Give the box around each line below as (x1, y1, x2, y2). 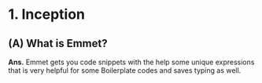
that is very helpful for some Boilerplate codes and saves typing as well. (8, 66, 242, 75)
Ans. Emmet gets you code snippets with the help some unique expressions (8, 57, 255, 67)
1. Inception (8, 5, 85, 23)
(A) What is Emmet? (8, 37, 108, 50)
